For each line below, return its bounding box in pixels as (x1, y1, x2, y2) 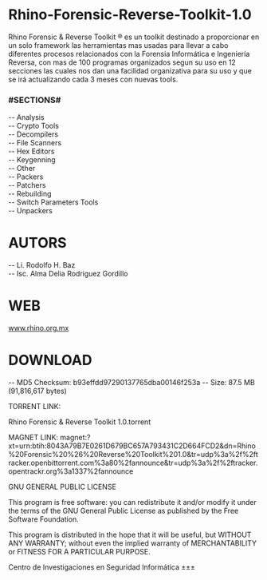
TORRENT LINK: (8, 402, 61, 411)
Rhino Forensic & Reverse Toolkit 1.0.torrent (8, 417, 151, 427)
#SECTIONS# (8, 94, 61, 105)
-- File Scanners (8, 138, 62, 148)
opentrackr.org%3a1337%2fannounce (8, 467, 134, 476)
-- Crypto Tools (8, 121, 60, 131)
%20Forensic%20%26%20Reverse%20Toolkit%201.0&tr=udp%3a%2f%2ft (8, 450, 259, 459)
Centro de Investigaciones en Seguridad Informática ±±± (8, 562, 195, 572)
